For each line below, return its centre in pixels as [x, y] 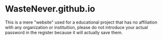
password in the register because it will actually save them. [64, 32]
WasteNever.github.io [50, 9]
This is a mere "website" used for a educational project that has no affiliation [81, 22]
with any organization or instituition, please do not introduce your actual [77, 27]
